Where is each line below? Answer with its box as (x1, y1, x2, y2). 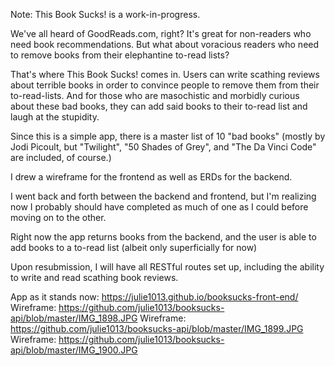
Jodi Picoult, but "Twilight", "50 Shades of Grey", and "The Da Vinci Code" (10, 141, 317, 153)
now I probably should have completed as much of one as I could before (10, 201, 309, 213)
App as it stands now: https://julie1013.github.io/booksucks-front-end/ (10, 291, 299, 303)
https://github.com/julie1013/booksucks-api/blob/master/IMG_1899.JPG (10, 323, 304, 334)
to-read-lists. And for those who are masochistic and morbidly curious (10, 90, 300, 101)
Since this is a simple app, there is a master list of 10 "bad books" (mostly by (10, 130, 326, 142)
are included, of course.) (10, 152, 112, 163)
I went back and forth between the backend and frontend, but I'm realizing (10, 190, 317, 202)
